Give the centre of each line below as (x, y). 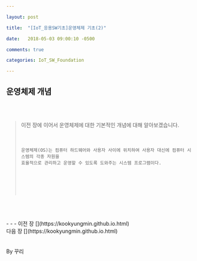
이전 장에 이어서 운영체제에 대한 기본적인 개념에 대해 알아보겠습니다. (100, 125)
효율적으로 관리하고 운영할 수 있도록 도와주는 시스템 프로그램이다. (91, 163)
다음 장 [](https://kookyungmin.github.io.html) (62, 231)
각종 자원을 (48, 157)
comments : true (25, 49)
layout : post (22, 17)
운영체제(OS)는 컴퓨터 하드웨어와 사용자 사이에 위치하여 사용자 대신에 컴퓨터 (102, 150)
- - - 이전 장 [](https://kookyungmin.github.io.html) (68, 223)
